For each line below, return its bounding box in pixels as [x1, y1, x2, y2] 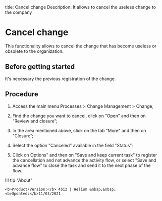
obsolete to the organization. [5, 48, 64, 54]
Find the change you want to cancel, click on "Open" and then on [12, 113, 146, 119]
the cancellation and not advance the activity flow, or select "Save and [12, 157, 157, 163]
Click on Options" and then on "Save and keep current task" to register [12, 152, 157, 158]
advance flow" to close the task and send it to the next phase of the [12, 162, 151, 168]
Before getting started [5, 63, 75, 71]
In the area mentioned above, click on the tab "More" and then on [12, 127, 146, 133]
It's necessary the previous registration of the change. [5, 76, 116, 81]
